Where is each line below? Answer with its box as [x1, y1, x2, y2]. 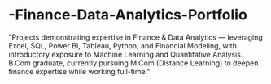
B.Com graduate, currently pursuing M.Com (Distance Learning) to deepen [8, 58, 259, 68]
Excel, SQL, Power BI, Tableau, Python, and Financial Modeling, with [8, 40, 238, 50]
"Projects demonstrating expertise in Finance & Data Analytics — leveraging [8, 32, 263, 42]
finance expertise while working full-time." [8, 66, 151, 76]
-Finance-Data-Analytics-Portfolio [8, 6, 248, 24]
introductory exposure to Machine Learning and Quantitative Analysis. [8, 49, 243, 59]
